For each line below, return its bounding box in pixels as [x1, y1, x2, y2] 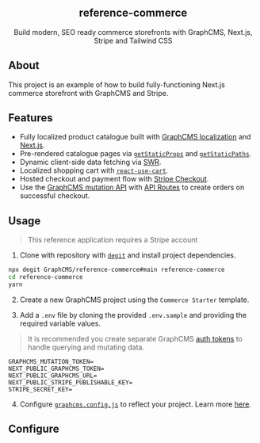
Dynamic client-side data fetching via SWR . [19, 158, 162, 167]
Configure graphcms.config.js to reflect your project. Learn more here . [19, 399, 252, 409]
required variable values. [19, 319, 101, 328]
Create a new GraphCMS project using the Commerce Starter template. [19, 295, 250, 304]
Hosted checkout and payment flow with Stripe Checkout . [19, 174, 209, 184]
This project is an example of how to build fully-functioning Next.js [8, 79, 226, 90]
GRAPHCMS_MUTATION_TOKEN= [8, 357, 94, 365]
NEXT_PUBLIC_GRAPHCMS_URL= [8, 372, 97, 380]
